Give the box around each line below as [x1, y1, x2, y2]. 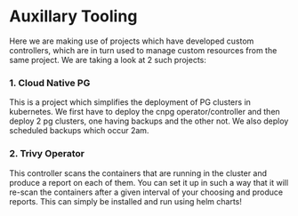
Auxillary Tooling [9, 6, 138, 27]
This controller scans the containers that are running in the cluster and [9, 167, 268, 179]
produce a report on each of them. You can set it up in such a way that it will [9, 177, 289, 188]
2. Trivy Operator [9, 148, 85, 160]
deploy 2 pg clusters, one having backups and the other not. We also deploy [9, 116, 289, 126]
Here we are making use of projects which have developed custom [9, 36, 254, 46]
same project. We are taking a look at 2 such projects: [9, 54, 207, 65]
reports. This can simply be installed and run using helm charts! [9, 196, 243, 206]
